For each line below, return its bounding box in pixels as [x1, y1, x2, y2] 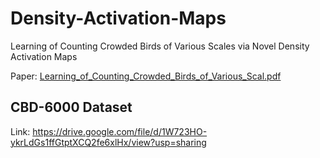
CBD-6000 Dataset [10, 99, 133, 116]
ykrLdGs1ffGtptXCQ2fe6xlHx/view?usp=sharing [10, 136, 207, 148]
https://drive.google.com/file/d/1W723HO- [32, 125, 208, 137]
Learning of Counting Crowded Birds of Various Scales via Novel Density [10, 40, 310, 52]
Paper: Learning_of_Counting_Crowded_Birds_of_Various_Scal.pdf [10, 70, 282, 82]
